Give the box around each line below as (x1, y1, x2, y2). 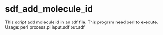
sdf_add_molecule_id (5, 3, 93, 14)
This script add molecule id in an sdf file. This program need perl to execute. (5, 19, 158, 25)
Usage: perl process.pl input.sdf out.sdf (5, 24, 85, 30)
